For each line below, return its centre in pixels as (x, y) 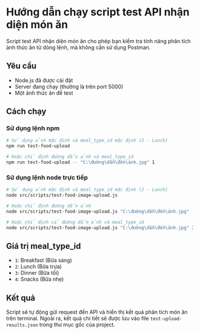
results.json (22, 325)
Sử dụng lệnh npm (33, 129)
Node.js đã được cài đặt (44, 80)
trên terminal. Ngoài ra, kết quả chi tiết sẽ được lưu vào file (78, 319)
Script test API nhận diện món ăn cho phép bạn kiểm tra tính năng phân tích (99, 41)
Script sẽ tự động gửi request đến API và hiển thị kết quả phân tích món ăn (97, 312)
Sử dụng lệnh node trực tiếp (47, 177)
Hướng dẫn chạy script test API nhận (98, 12)
